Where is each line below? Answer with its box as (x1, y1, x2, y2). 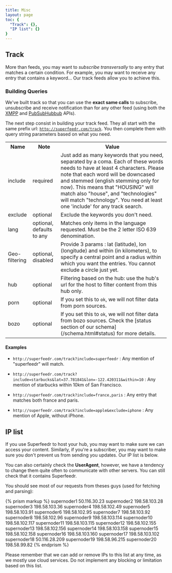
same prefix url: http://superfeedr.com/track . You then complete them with (5, 126, 166, 132)
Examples (5, 344, 27, 350)
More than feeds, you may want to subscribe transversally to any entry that (5, 64, 164, 70)
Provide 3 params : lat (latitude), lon (60, 241, 147, 248)
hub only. (60, 288, 83, 295)
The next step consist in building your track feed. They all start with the (5, 120, 156, 126)
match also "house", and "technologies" (60, 190, 157, 197)
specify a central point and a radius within (60, 253, 161, 261)
